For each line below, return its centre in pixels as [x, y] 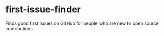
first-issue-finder [43, 9]
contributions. [20, 28]
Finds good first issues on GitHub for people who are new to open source [82, 23]
